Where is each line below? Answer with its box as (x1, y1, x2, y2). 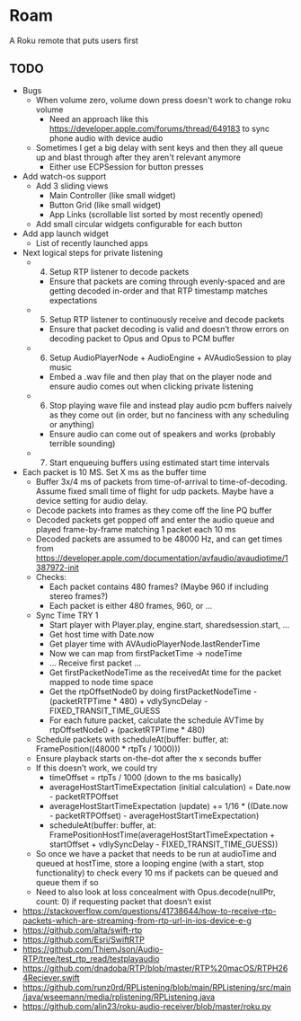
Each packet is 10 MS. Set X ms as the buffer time (22, 466, 207, 477)
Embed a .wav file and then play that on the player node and (49, 371, 272, 382)
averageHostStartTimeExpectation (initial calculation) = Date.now (49, 781, 291, 792)
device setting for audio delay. (35, 495, 148, 506)
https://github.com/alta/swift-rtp (22, 924, 143, 935)
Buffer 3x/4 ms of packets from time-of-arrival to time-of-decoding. (35, 476, 288, 487)
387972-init (35, 562, 79, 573)
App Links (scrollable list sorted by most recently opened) (49, 208, 263, 220)
